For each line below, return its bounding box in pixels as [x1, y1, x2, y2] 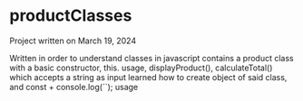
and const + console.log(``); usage [9, 81, 139, 92]
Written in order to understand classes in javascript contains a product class [9, 52, 294, 63]
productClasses [9, 5, 132, 26]
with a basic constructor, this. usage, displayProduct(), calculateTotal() [9, 62, 273, 73]
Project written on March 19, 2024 [9, 35, 137, 46]
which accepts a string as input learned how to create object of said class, [9, 71, 288, 82]
